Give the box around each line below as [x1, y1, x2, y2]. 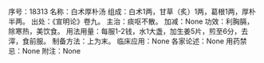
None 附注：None [22, 46, 81, 55]
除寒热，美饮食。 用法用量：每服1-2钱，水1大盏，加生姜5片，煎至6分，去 [8, 27, 249, 35]
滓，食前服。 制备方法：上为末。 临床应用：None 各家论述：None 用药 [8, 36, 241, 46]
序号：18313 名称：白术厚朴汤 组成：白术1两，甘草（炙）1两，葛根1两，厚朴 [8, 7, 257, 16]
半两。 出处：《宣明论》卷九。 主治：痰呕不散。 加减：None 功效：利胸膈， [8, 17, 254, 26]
